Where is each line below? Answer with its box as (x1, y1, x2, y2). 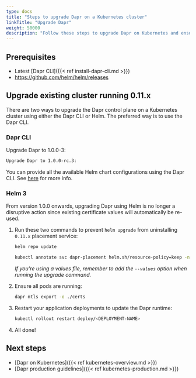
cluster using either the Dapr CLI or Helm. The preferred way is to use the (6, 112, 183, 119)
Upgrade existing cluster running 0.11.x (6, 91, 151, 101)
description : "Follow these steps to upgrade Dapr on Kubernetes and (6, 30, 179, 36)
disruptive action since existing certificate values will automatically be (6, 209, 174, 216)
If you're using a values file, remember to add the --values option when (14, 264, 187, 272)
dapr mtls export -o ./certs (14, 294, 86, 300)
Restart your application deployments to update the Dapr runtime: (14, 304, 173, 311)
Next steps (6, 343, 47, 353)
